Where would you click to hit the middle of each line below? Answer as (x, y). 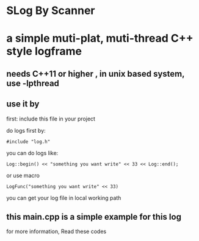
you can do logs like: (32, 153)
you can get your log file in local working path (64, 198)
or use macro (23, 175)
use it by (23, 104)
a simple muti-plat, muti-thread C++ (100, 39)
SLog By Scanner (51, 11)
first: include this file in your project (51, 119)
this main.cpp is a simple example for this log (94, 217)
